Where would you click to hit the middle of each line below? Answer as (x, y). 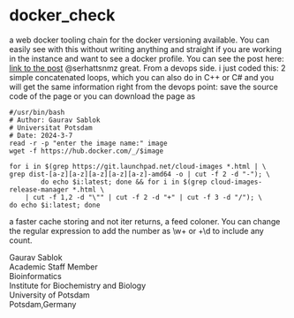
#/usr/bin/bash (37, 112)
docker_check (62, 15)
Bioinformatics (35, 276)
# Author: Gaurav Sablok (55, 120)
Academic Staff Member (54, 267)
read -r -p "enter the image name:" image (88, 143)
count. (21, 240)
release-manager (39, 189)
